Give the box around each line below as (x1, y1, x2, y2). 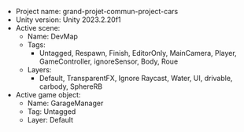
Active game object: (15, 90, 81, 99)
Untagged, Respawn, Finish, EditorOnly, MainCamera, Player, (39, 49, 238, 57)
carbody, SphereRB (39, 82, 103, 91)
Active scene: (15, 24, 61, 32)
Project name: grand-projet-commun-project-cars (15, 7, 179, 16)
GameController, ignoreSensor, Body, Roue (39, 57, 179, 66)
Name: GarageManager (27, 98, 104, 108)
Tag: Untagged (27, 107, 76, 116)
